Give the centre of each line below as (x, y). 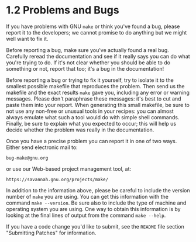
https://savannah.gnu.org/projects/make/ (57, 179)
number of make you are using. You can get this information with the (87, 196)
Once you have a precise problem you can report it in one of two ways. (92, 141)
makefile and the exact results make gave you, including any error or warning (98, 92)
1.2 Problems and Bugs (63, 10)
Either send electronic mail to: (42, 147)
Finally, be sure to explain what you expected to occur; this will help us (91, 123)
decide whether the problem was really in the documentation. (80, 130)
